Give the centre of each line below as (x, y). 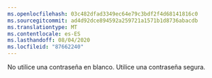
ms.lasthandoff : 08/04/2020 (49, 40)
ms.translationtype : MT (43, 27)
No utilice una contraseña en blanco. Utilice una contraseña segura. (106, 67)
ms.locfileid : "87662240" (45, 47)
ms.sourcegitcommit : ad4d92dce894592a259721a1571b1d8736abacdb (103, 21)
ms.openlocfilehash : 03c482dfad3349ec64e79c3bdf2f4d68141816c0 (103, 14)
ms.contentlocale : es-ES (44, 34)
